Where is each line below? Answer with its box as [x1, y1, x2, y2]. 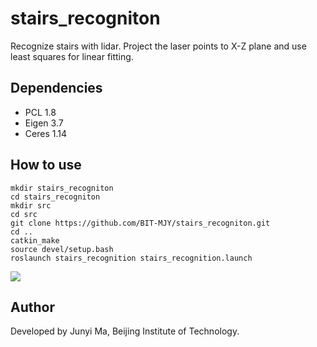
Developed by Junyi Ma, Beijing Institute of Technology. [10, 325, 240, 337]
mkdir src [10, 200, 52, 211]
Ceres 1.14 [24, 127, 67, 139]
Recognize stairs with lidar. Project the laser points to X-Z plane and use [10, 40, 307, 52]
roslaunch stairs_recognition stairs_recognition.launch [10, 253, 253, 263]
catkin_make [10, 235, 60, 246]
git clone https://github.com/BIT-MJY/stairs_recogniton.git [10, 218, 271, 228]
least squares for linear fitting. [10, 50, 134, 62]
